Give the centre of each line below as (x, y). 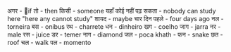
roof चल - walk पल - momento (49, 43)
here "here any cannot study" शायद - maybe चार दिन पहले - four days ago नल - (115, 19)
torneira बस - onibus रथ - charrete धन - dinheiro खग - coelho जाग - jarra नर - (114, 27)
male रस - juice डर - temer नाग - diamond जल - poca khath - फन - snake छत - (115, 34)
